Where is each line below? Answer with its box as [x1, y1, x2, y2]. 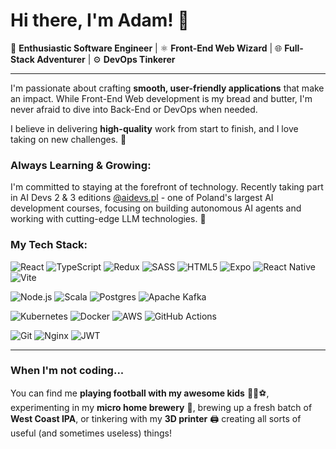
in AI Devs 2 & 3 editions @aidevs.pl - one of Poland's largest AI [10, 192, 274, 204]
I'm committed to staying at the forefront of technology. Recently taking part [10, 181, 324, 193]
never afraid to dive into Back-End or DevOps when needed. [10, 103, 258, 115]
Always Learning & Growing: [10, 158, 152, 172]
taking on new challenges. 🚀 [10, 133, 127, 145]
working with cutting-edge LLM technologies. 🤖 [10, 213, 207, 225]
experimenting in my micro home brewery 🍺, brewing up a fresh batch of [10, 401, 313, 413]
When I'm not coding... [10, 364, 125, 378]
